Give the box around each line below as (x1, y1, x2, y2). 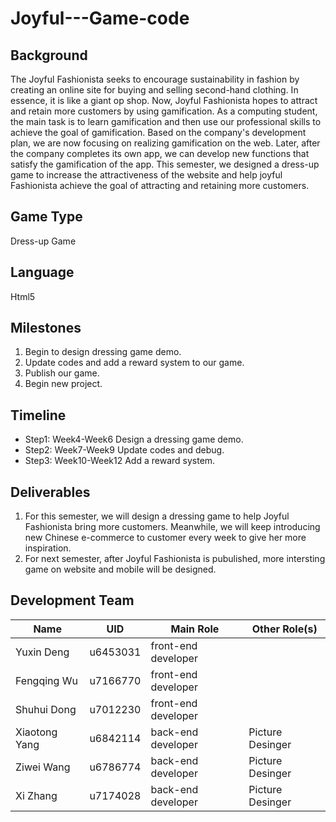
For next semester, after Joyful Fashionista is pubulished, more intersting (24, 553, 326, 565)
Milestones (10, 320, 82, 337)
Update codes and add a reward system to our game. (24, 357, 245, 369)
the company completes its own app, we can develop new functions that (10, 148, 310, 159)
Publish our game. (24, 367, 100, 379)
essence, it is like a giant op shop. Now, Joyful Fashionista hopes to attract (10, 95, 318, 106)
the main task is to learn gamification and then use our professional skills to (10, 116, 322, 127)
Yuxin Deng (15, 645, 70, 659)
